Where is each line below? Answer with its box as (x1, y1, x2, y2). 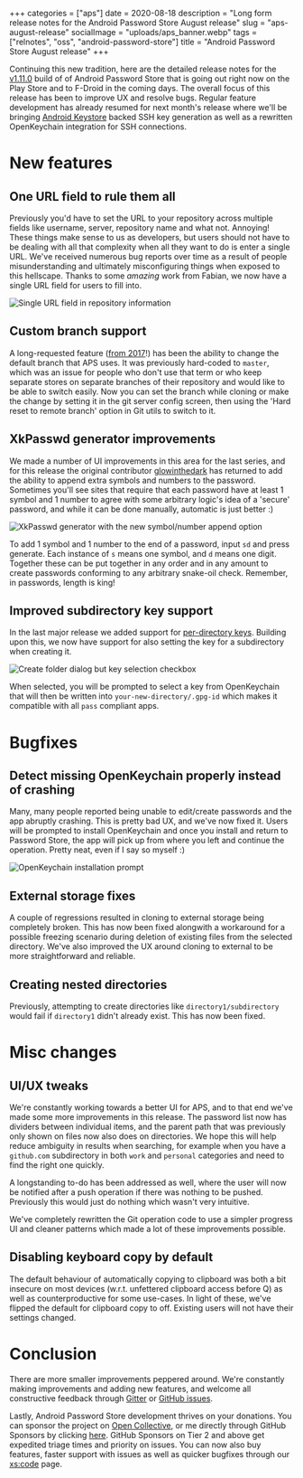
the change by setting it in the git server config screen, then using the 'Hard (9, 395, 291, 406)
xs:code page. (9, 1458, 63, 1469)
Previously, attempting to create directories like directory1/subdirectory (9, 1001, 280, 1012)
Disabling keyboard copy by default (9, 1249, 214, 1265)
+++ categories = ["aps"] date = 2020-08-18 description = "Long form (9, 8, 272, 18)
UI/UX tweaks (9, 1078, 88, 1093)
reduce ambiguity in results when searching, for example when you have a (9, 1141, 287, 1152)
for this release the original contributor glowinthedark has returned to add (9, 465, 283, 475)
